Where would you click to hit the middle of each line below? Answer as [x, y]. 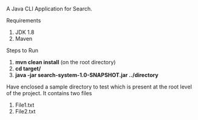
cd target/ [28, 68]
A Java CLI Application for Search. [49, 9]
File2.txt [25, 111]
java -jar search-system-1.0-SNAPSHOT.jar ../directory [87, 75]
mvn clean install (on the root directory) [65, 62]
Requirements [24, 20]
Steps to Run [22, 50]
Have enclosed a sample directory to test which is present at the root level [99, 87]
